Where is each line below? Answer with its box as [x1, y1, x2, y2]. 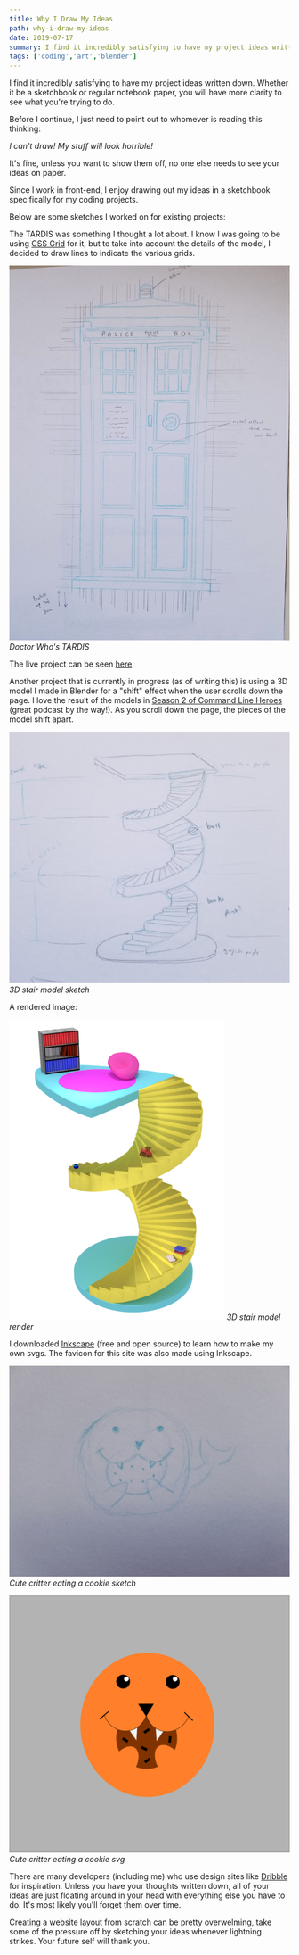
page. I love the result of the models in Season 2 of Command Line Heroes [9, 695, 283, 706]
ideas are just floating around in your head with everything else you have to [9, 1890, 286, 1901]
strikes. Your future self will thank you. [9, 1936, 149, 1947]
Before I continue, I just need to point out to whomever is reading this [9, 114, 263, 125]
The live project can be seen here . [9, 659, 135, 669]
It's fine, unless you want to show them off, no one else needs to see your [9, 158, 280, 169]
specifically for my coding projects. [9, 195, 139, 205]
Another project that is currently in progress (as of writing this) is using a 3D [9, 676, 288, 687]
